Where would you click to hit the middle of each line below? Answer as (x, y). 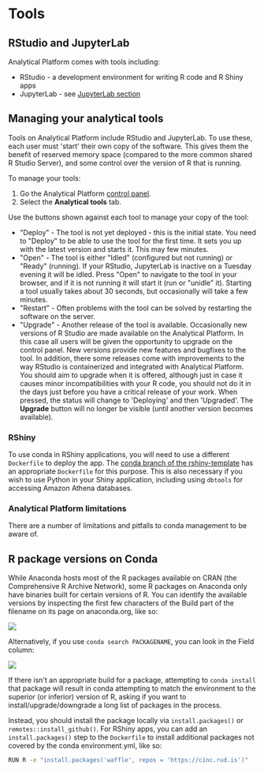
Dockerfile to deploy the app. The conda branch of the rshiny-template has (131, 463)
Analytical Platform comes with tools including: (84, 62)
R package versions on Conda (83, 558)
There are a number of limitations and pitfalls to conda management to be (127, 526)
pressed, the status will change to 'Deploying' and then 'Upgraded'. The (136, 400)
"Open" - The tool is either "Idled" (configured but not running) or (126, 257)
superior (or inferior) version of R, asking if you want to (97, 697)
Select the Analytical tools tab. (71, 201)
